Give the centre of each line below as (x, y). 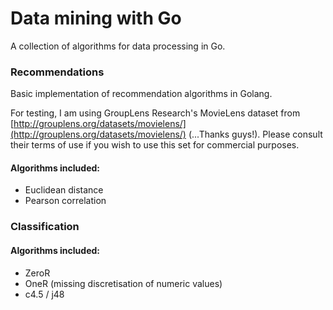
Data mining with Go (96, 18)
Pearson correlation (65, 201)
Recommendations (57, 72)
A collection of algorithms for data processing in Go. (118, 46)
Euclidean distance (64, 190)
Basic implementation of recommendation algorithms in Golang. (141, 94)
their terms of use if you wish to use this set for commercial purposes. (155, 145)
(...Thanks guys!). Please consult (255, 134)
